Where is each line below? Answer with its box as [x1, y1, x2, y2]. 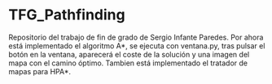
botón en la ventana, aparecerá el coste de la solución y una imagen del [8, 49, 250, 59]
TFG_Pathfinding [8, 6, 125, 24]
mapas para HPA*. [8, 66, 72, 76]
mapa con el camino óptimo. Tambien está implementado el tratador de [8, 58, 248, 68]
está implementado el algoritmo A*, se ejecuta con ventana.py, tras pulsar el [8, 40, 265, 50]
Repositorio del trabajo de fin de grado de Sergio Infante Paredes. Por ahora [8, 32, 264, 42]
